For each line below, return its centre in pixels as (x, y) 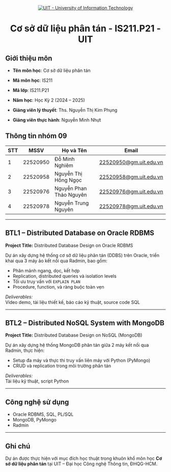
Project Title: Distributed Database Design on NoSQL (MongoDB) (74, 335)
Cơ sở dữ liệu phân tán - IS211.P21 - (85, 29)
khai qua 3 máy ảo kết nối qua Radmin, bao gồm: (56, 261)
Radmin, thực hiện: (25, 350)
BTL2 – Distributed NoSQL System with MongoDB (85, 323)
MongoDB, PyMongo (35, 420)
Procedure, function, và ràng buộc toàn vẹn (58, 287)
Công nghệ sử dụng (37, 402)
